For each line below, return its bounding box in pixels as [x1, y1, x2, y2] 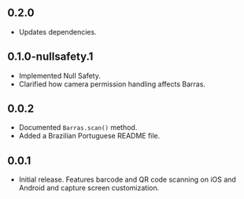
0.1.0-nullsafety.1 [7, 50, 94, 64]
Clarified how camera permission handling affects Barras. [18, 79, 206, 89]
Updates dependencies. [18, 27, 97, 36]
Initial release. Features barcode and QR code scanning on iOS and [18, 175, 237, 184]
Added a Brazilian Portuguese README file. [18, 131, 161, 141]
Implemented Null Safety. [18, 71, 102, 80]
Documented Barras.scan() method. [18, 123, 138, 132]
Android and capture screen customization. [18, 183, 160, 193]
